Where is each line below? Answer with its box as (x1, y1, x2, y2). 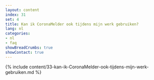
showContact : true (5, 50, 44, 55)
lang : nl (5, 26, 24, 31)
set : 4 (5, 17, 19, 22)
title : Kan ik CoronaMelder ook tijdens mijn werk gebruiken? (5, 21, 139, 27)
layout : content (5, 7, 39, 13)
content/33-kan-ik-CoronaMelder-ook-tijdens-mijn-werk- (29, 64, 149, 70)
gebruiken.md (5, 69, 34, 75)
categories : (5, 31, 30, 36)
